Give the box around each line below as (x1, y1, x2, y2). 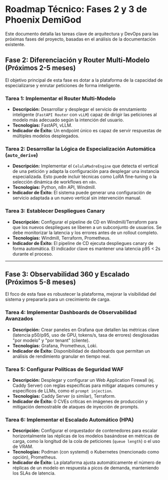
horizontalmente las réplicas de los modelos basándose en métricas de (12, 433, 159, 439)
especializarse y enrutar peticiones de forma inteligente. (5, 82, 121, 88)
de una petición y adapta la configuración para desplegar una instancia (12, 168, 159, 174)
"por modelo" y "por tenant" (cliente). (12, 337, 90, 343)
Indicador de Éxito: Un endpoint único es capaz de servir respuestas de (12, 128, 161, 134)
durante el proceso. (12, 251, 53, 257)
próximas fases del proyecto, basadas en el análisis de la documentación (5, 36, 156, 42)
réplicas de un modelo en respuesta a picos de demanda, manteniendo (12, 465, 159, 471)
